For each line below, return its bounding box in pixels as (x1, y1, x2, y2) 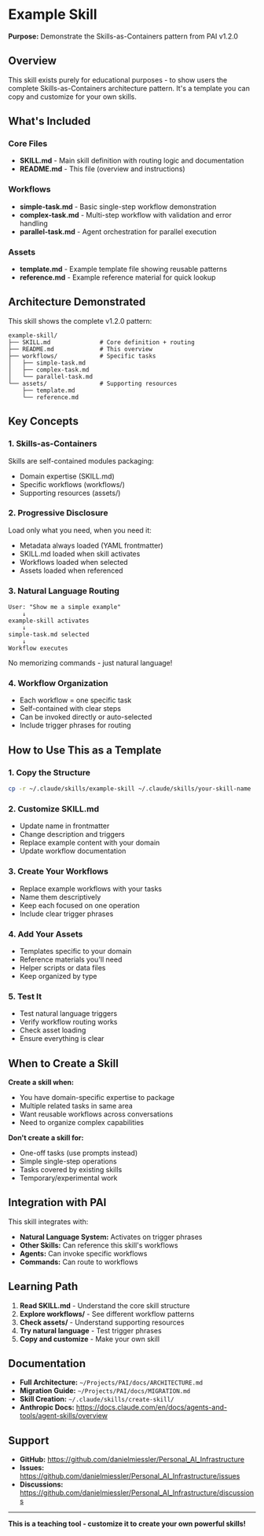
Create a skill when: (8, 1077, 75, 1087)
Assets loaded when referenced (19, 566, 123, 575)
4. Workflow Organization (8, 678, 108, 689)
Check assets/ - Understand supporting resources (19, 1318, 185, 1327)
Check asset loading (19, 1025, 86, 1035)
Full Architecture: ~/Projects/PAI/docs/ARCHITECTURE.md (19, 1377, 203, 1388)
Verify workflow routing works (19, 1017, 118, 1027)
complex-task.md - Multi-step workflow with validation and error (19, 210, 232, 219)
